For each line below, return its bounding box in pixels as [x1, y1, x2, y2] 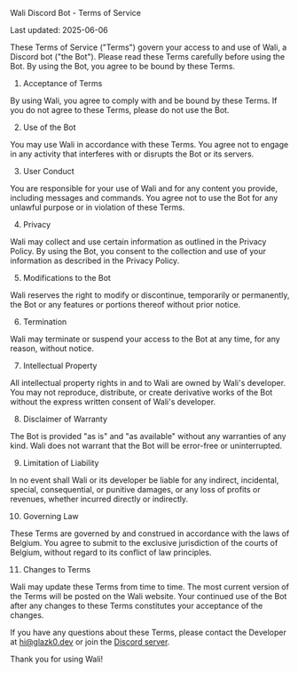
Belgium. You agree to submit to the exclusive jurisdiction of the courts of [10, 538, 278, 548]
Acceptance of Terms [22, 78, 103, 88]
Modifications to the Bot [22, 273, 112, 283]
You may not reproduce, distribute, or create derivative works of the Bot [10, 387, 273, 397]
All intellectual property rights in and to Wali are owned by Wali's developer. [10, 378, 286, 388]
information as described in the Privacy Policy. [10, 255, 180, 266]
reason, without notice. [10, 343, 94, 354]
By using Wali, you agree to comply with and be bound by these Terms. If [10, 95, 278, 106]
